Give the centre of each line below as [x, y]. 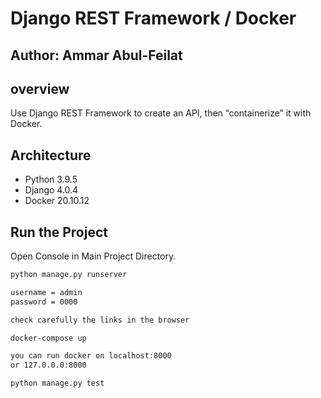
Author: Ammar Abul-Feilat [96, 55]
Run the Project [59, 232]
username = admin [46, 292]
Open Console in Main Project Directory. [93, 256]
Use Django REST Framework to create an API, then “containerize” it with [161, 113]
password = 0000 [44, 302]
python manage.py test [57, 383]
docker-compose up [48, 338]
